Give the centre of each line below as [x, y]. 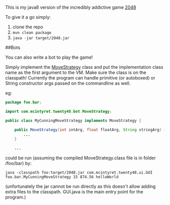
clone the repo [28, 27]
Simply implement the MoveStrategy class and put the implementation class [84, 67]
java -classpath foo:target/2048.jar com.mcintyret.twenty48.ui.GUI [79, 173]
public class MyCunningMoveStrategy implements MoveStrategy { [73, 120]
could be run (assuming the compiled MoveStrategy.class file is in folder [80, 158]
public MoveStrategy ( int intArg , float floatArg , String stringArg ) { [90, 130]
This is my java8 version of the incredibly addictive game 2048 [71, 7]
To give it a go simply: [28, 17]
